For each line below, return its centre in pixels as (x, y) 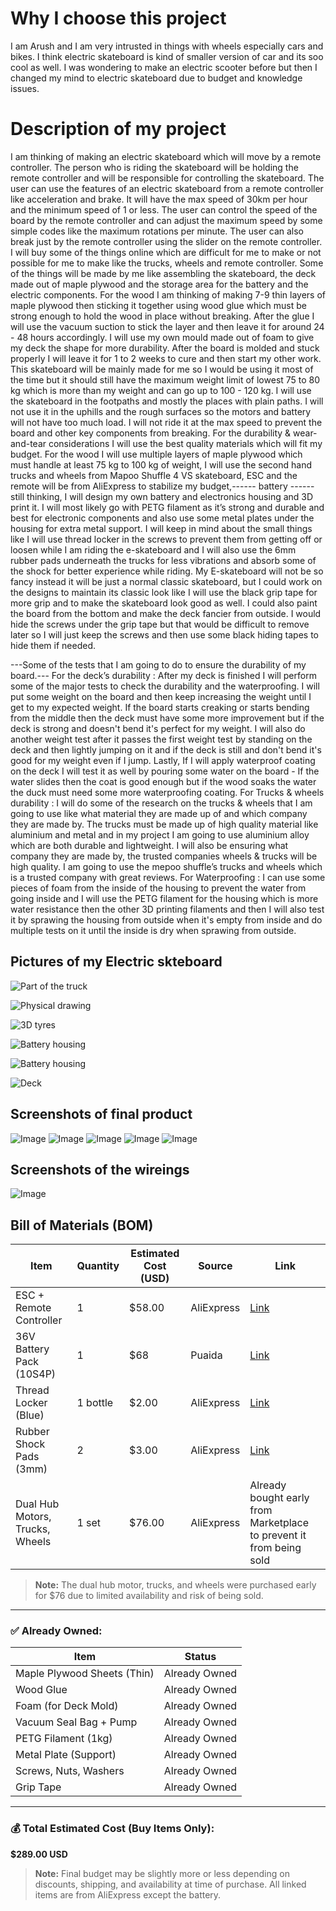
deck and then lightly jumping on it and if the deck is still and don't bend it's (166, 749)
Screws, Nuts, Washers (70, 1771)
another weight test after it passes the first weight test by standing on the (161, 739)
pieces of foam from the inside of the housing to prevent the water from (158, 888)
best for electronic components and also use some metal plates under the (162, 518)
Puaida (206, 1355)
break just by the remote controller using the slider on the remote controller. (166, 241)
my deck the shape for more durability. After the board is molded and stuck (165, 348)
